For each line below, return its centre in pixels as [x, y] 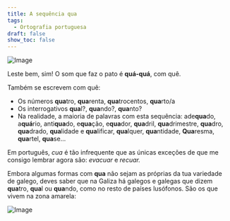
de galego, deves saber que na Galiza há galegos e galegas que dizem [110, 181]
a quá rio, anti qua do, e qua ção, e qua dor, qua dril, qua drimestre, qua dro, [120, 124]
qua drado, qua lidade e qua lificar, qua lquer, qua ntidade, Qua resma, [116, 131]
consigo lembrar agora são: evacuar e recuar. [74, 160]
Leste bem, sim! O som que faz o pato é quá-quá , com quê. [94, 74]
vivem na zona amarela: [42, 196]
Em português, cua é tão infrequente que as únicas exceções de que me [113, 153]
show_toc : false [31, 40]
